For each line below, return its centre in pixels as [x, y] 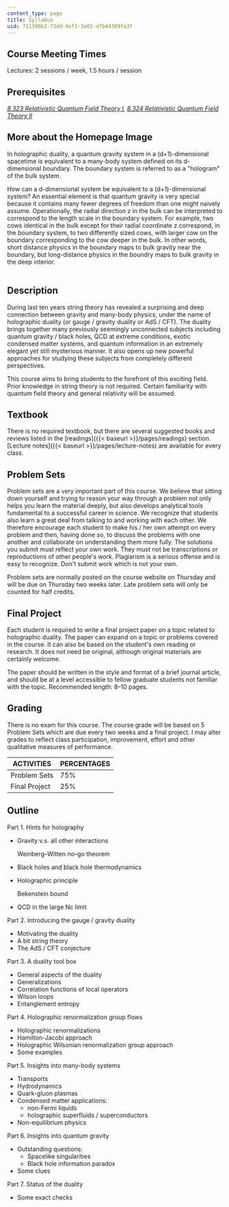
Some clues [33, 1171]
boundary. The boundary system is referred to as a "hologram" [131, 168]
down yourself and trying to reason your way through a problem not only [109, 498]
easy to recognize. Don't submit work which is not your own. [92, 564]
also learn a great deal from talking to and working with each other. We [107, 520]
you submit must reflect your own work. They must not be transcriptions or [113, 550]
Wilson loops [35, 996]
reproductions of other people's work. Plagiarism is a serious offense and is [113, 557]
